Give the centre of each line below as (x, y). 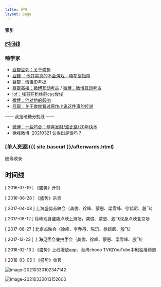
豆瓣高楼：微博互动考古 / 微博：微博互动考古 (57, 88)
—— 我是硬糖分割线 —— (30, 117)
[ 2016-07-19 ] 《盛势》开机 (33, 188)
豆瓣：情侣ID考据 (29, 82)
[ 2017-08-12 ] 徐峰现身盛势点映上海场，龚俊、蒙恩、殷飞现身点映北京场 (77, 219)
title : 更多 (16, 9)
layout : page (18, 14)
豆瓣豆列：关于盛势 (31, 70)
